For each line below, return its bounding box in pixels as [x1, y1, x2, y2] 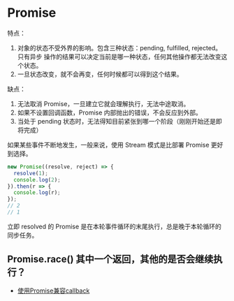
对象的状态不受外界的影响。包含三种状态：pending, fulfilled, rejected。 [17, 43, 222, 52]
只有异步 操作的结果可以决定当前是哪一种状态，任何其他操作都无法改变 [17, 52, 221, 61]
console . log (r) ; [13, 189, 61, 196]
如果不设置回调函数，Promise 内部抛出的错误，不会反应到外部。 [17, 108, 203, 117]
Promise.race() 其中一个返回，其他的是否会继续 [7, 254, 214, 265]
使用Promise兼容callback [17, 286, 90, 295]
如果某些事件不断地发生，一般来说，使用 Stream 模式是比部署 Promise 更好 [7, 140, 224, 149]
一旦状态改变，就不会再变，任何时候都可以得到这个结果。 [17, 70, 183, 78]
